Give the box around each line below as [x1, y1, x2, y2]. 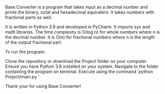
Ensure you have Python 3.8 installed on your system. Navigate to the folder [5, 63, 159, 69]
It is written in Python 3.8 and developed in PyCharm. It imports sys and [5, 24, 150, 30]
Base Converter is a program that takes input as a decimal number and [5, 4, 148, 10]
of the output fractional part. [5, 39, 62, 45]
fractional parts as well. [5, 15, 53, 20]
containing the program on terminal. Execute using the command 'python [5, 69, 153, 75]
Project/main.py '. [5, 74, 41, 79]
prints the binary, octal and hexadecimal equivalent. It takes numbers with [5, 9, 155, 15]
